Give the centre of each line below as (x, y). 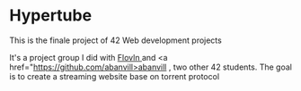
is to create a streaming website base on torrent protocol (115, 76)
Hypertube (51, 16)
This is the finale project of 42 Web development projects (115, 40)
